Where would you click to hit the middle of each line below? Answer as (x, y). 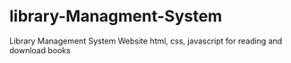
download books (40, 50)
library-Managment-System (116, 16)
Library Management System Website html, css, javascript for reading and (146, 41)
